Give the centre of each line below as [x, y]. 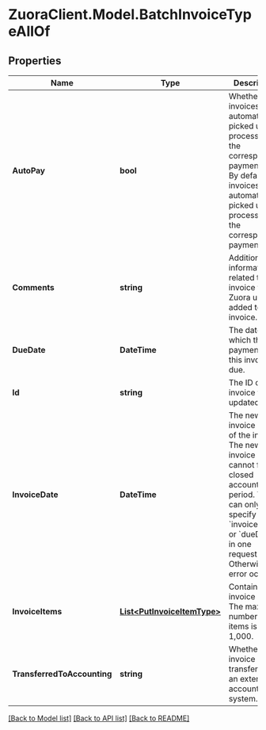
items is [243, 626]
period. [242, 495]
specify [242, 514]
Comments [34, 287]
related [241, 277]
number [243, 616]
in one [240, 544]
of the [239, 435]
